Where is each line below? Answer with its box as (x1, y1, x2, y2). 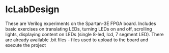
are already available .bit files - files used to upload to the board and (5, 37, 149, 43)
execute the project (5, 42, 46, 48)
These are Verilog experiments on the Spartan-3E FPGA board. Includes (5, 20, 156, 26)
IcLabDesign (5, 4, 60, 15)
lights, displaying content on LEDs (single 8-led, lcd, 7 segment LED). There (5, 31, 164, 37)
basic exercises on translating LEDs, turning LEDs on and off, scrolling (5, 25, 152, 32)
